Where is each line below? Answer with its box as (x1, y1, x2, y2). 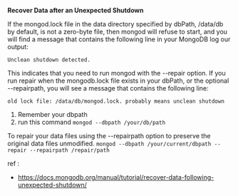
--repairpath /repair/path (29, 147, 110, 154)
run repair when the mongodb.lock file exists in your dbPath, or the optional (7, 76, 229, 85)
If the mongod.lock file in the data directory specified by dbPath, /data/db (7, 20, 224, 28)
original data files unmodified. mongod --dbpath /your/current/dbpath (7, 139, 212, 148)
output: (7, 43, 29, 51)
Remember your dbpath (17, 110, 88, 118)
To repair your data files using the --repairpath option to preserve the (7, 132, 212, 140)
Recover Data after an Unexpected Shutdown (7, 6, 144, 14)
